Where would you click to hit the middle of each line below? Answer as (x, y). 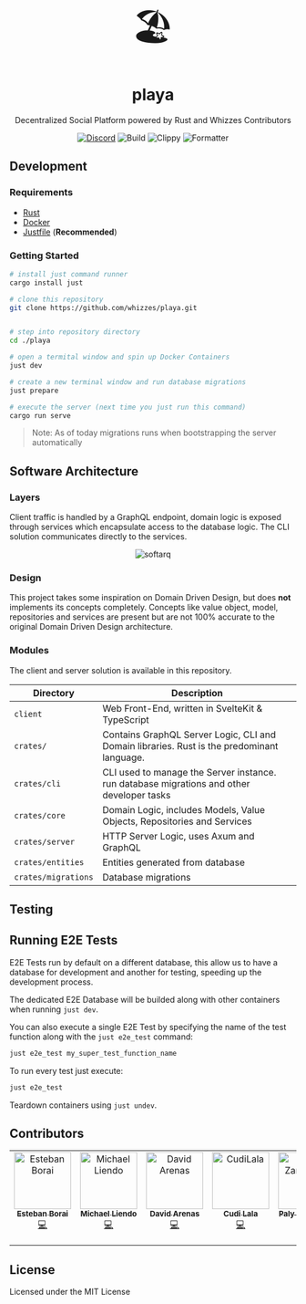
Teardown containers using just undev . (83, 1105)
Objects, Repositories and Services (177, 821)
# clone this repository (56, 299)
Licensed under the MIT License (70, 1292)
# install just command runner (69, 274)
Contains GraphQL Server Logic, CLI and (189, 735)
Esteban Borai (42, 1214)
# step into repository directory (75, 332)
